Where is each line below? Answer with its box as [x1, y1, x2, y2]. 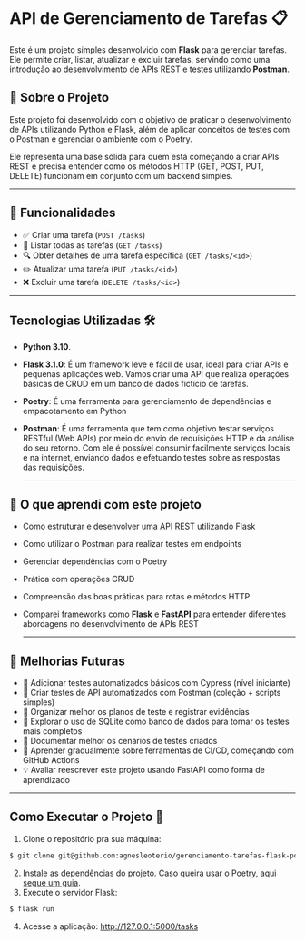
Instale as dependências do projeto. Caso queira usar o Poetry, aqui [22, 867, 277, 878]
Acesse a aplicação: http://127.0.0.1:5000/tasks [22, 920, 199, 932]
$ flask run [9, 904, 54, 914]
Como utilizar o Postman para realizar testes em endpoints [22, 539, 242, 550]
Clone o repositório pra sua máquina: [22, 833, 162, 844]
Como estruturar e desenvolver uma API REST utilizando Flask [22, 520, 256, 532]
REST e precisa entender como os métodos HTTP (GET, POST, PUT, [9, 161, 265, 172]
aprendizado [22, 775, 71, 785]
